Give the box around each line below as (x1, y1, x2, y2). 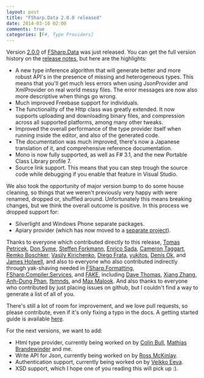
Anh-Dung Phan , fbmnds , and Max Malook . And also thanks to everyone (6, 277, 188, 285)
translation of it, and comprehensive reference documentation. (15, 145, 172, 152)
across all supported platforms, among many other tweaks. (15, 118, 163, 126)
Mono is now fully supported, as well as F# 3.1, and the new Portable (15, 151, 188, 159)
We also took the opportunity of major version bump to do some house (6, 183, 184, 190)
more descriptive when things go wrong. (15, 93, 117, 100)
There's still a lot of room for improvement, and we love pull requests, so (6, 302, 188, 310)
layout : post (6, 9, 40, 15)
